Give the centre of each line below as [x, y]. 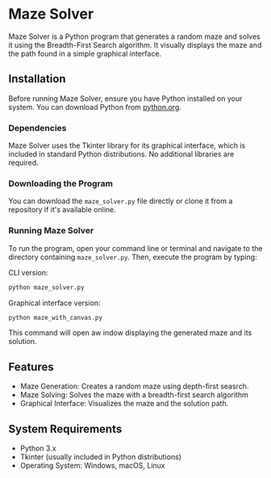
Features [31, 367]
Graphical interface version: [54, 303]
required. [23, 163]
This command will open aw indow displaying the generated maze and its [130, 333]
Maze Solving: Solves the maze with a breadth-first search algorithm [134, 395]
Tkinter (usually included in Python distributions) [100, 457]
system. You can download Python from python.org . [95, 107]
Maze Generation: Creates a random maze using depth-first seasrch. [134, 386]
